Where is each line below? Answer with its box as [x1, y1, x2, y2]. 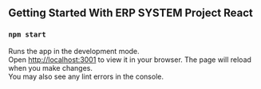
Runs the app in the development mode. [8, 46, 140, 56]
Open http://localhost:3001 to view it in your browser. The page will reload [8, 55, 251, 64]
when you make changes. [8, 63, 93, 72]
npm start [8, 30, 46, 39]
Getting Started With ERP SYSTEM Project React [8, 6, 253, 20]
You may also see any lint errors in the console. [8, 72, 164, 81]
